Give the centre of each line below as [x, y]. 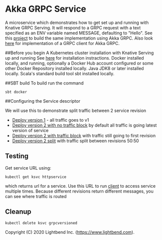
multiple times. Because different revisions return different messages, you [79, 191]
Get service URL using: [28, 168]
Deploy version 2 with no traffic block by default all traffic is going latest [84, 125]
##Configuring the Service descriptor [43, 101]
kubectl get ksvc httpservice [36, 177]
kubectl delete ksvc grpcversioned [41, 223]
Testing [17, 156]
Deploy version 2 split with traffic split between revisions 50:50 [75, 141]
